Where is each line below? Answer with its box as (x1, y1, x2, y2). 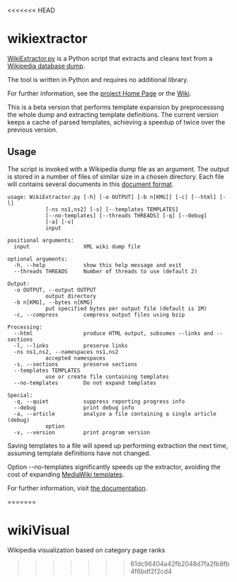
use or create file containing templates (45, 373, 170, 380)
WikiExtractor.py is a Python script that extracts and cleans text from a (7, 54, 213, 62)
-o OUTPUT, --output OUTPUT (13, 286, 97, 293)
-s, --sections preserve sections (13, 360, 138, 367)
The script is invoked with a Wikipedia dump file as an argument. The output (7, 164, 230, 173)
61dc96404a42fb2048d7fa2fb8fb (130, 559, 230, 568)
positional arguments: (7, 236, 74, 244)
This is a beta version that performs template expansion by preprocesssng (7, 103, 224, 111)
